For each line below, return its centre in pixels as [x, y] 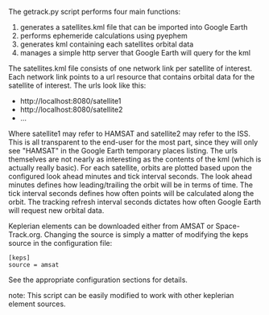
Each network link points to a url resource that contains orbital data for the [132, 77]
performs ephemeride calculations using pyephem [103, 36]
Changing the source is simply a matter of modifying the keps [146, 235]
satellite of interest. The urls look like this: [77, 85]
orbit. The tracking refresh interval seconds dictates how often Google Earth [135, 202]
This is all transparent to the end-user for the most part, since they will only [133, 142]
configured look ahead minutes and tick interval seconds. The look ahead [130, 176]
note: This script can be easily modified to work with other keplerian [121, 295]
